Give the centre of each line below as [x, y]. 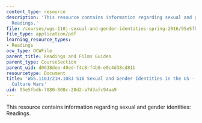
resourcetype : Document [36, 73]
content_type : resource [36, 12]
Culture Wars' [29, 85]
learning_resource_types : [38, 40]
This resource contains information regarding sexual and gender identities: [99, 107]
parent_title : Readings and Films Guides [59, 56]
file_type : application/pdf [41, 34]
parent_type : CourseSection [41, 62]
